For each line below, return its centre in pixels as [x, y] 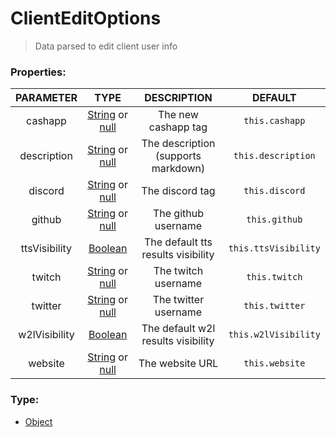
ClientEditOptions [86, 18]
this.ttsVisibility [274, 248]
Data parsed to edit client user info [106, 46]
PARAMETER [46, 98]
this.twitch [274, 277]
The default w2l [178, 329]
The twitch [178, 271]
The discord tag [178, 191]
